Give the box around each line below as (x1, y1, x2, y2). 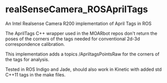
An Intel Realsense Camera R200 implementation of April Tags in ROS (5, 20, 152, 26)
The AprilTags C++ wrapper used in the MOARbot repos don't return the (5, 30, 157, 36)
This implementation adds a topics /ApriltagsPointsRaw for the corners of (5, 51, 160, 57)
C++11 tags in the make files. (5, 71, 66, 77)
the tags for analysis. (5, 56, 50, 62)
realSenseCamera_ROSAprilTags (5, 4, 148, 15)
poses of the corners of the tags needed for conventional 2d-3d (5, 36, 140, 42)
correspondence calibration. (5, 41, 65, 47)
